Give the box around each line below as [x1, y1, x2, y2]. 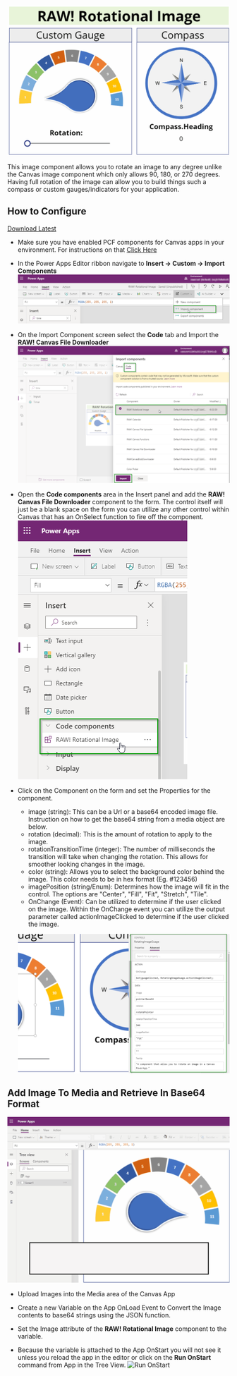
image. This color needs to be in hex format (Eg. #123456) [28, 875, 197, 884]
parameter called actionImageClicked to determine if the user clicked [28, 913, 229, 921]
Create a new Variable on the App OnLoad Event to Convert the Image [17, 1303, 221, 1312]
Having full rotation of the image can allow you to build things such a [7, 178, 207, 186]
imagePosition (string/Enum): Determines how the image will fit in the [28, 882, 229, 891]
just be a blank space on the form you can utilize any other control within [17, 505, 229, 513]
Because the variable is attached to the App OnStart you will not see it [17, 1346, 221, 1354]
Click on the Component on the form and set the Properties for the [17, 786, 211, 795]
